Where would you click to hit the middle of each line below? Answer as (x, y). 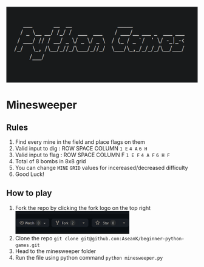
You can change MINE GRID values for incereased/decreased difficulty (101, 168)
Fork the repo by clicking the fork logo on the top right (83, 208)
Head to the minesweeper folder (56, 251)
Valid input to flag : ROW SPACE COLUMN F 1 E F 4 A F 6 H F (92, 155)
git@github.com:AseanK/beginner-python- (133, 238)
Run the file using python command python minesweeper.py (89, 257)
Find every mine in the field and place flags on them (80, 142)
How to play (29, 193)
